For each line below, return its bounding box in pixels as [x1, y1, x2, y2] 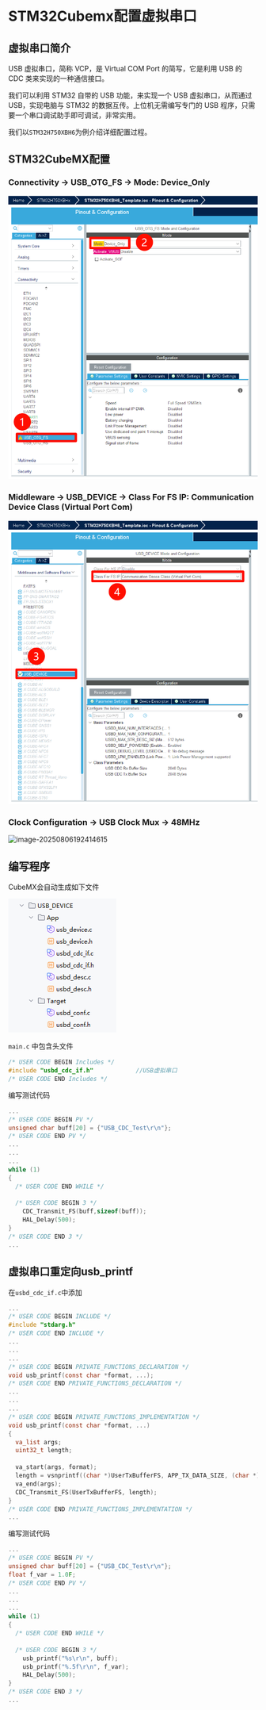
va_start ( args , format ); [15, 1463, 97, 1471]
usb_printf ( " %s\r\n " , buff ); [22, 1654, 119, 1662]
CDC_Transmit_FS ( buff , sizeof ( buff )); [22, 1207, 147, 1216]
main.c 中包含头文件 [8, 1041, 74, 1051]
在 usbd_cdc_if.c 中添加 [8, 1287, 83, 1297]
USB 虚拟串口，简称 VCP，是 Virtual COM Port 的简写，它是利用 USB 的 [8, 64, 243, 73]
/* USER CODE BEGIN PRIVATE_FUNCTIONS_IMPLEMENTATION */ [8, 1413, 200, 1421]
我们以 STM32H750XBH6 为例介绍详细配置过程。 [8, 128, 152, 136]
